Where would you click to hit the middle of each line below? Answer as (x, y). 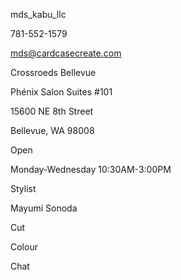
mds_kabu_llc (38, 14)
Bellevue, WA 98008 (52, 130)
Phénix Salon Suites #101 (61, 92)
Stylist (23, 188)
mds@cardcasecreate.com (66, 53)
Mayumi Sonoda (44, 208)
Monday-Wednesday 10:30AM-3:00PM (91, 169)
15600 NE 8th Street (52, 111)
